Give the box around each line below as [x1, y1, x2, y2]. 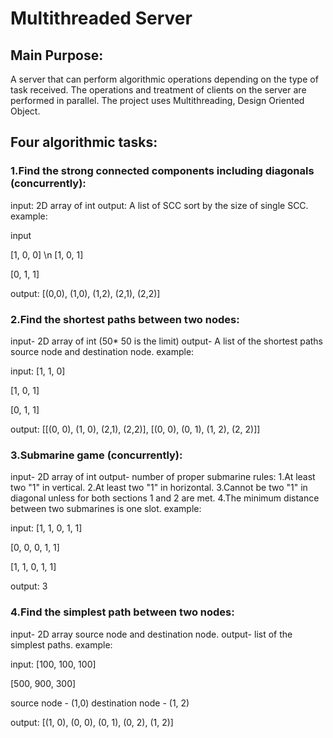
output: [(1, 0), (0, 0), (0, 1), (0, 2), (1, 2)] [10, 716, 174, 728]
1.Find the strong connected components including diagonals [10, 164, 315, 178]
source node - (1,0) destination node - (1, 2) [10, 697, 190, 709]
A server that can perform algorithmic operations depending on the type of [10, 73, 319, 85]
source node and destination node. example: [10, 345, 195, 357]
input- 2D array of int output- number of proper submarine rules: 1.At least [10, 471, 316, 483]
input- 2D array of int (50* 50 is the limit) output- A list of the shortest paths [10, 335, 324, 347]
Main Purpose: [10, 47, 104, 64]
